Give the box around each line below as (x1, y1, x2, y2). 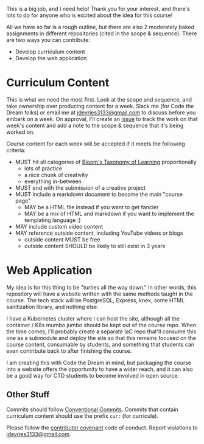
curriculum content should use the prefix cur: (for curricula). (6, 412, 158, 419)
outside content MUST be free (24, 235, 100, 243)
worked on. (6, 128, 35, 136)
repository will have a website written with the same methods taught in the (6, 290, 193, 297)
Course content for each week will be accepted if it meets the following (6, 140, 186, 147)
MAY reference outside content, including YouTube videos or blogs (15, 229, 183, 237)
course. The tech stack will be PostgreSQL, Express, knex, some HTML (6, 296, 185, 304)
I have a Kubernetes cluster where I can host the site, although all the (6, 314, 180, 322)
